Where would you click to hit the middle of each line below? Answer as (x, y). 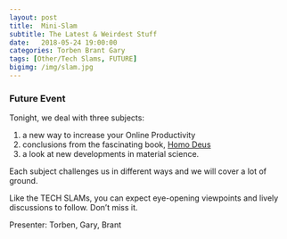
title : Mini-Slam (43, 26)
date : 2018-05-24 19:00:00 (63, 42)
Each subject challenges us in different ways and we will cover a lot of (138, 171)
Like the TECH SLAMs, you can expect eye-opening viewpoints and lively (144, 198)
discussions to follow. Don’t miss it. (74, 208)
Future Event (37, 98)
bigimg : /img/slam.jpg (51, 68)
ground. (24, 181)
